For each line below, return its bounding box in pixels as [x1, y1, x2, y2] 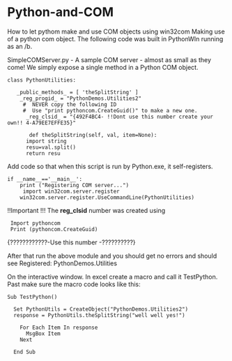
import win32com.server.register [22, 188, 120, 195]
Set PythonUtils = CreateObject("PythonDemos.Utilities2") [13, 305, 189, 313]
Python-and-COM [7, 4, 114, 20]
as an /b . [7, 42, 33, 50]
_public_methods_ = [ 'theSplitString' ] [16, 89, 139, 96]
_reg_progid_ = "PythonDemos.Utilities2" [20, 95, 141, 102]
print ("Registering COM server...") [20, 182, 130, 189]
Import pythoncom [10, 219, 61, 227]
